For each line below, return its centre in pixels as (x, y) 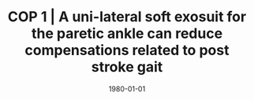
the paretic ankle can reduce (127, 33)
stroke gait (127, 67)
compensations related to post (127, 50)
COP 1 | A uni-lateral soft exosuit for (127, 17)
